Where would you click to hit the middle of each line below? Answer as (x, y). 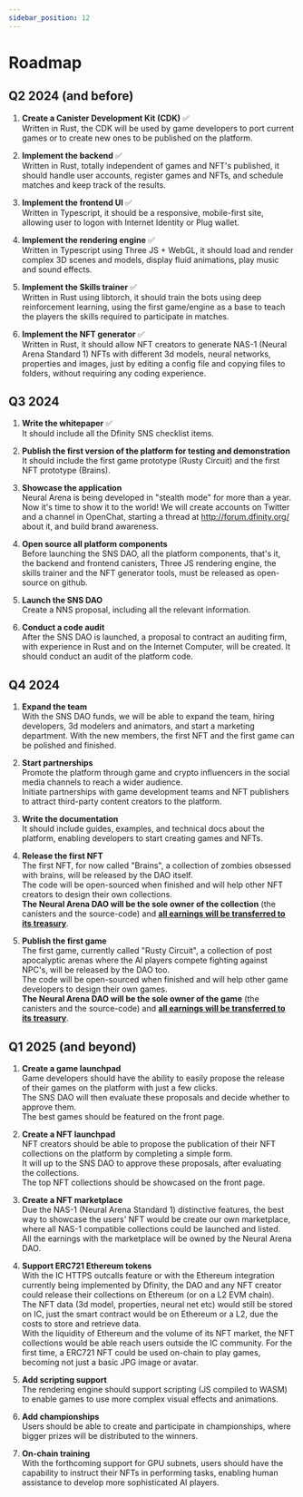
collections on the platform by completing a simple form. (127, 1154)
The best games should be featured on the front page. (123, 1117)
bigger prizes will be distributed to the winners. (110, 1436)
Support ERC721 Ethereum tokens (87, 1266)
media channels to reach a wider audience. (102, 782)
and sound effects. (57, 269)
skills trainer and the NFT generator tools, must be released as (138, 573)
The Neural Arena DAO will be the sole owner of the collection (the (148, 905)
